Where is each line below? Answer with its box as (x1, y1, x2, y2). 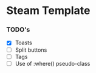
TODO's (6, 26, 30, 34)
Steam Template (6, 4, 91, 18)
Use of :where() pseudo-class (15, 60, 91, 67)
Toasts (15, 39, 32, 46)
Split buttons (15, 46, 47, 54)
